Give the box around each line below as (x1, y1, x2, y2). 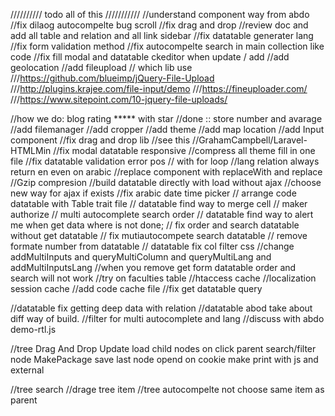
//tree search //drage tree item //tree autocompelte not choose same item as (10, 384, 325, 395)
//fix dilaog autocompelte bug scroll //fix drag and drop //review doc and (10, 19, 309, 31)
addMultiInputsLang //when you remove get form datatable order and (10, 262, 297, 273)
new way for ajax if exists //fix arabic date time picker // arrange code (10, 187, 297, 199)
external (10, 364, 45, 376)
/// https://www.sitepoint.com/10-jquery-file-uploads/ (10, 94, 228, 105)
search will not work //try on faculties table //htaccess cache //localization (10, 272, 317, 284)
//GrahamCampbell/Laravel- (192, 134, 308, 146)
